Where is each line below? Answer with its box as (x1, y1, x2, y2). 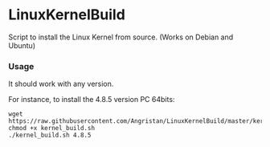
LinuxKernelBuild (8, 6, 126, 24)
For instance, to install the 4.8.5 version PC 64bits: (8, 95, 175, 104)
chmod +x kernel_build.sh (8, 125, 95, 133)
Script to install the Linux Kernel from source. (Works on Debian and (8, 32, 234, 42)
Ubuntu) (8, 40, 36, 50)
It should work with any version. (8, 79, 114, 89)
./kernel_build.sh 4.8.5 (8, 131, 92, 140)
